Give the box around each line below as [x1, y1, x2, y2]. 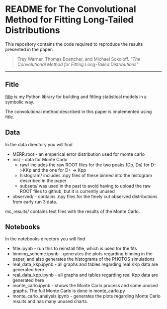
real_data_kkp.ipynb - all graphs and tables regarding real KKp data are [12, 261, 158, 267]
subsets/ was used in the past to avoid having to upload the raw [19, 183, 151, 189]
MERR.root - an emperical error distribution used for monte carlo [12, 151, 145, 157]
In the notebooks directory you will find [5, 236, 85, 242]
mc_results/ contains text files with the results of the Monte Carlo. [5, 208, 140, 214]
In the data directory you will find [5, 141, 73, 147]
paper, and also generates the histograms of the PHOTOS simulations [12, 256, 155, 262]
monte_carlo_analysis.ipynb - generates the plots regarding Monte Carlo [12, 293, 161, 299]
